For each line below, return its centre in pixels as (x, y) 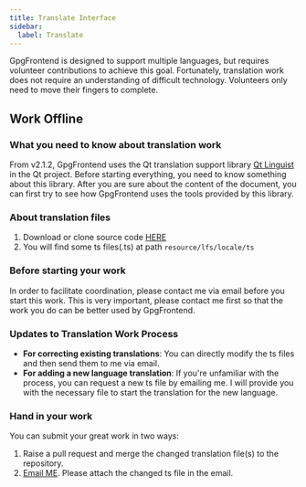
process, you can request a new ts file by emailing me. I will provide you (158, 382)
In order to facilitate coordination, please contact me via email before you (147, 291)
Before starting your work (68, 270)
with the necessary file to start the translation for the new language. (150, 392)
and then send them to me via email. (91, 363)
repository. (43, 463)
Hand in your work (51, 416)
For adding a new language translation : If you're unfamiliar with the (151, 373)
